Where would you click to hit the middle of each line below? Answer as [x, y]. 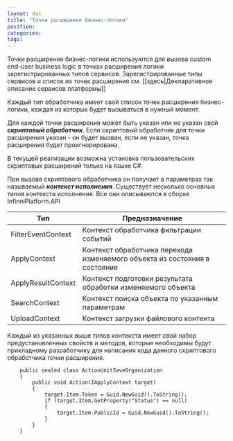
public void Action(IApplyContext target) [94, 383]
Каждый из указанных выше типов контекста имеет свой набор [102, 336]
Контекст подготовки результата [137, 279]
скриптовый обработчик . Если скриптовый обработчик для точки [106, 130]
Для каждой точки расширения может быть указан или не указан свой [113, 123]
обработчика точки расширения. [56, 358]
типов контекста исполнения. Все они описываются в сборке [98, 194]
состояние [100, 268]
